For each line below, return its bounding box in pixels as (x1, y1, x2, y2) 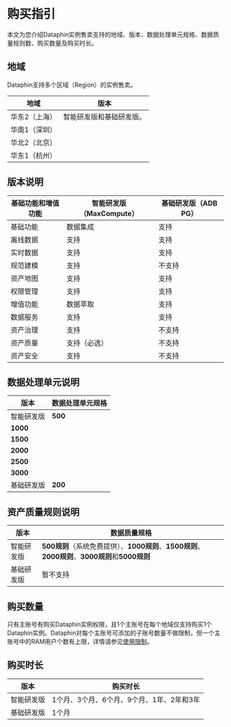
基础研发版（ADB (161, 198, 218, 208)
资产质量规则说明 (7, 506, 80, 518)
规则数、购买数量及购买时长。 (12, 39, 98, 47)
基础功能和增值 (10, 198, 60, 208)
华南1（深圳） (10, 124, 57, 134)
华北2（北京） (10, 138, 57, 147)
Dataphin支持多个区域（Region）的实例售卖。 (7, 80, 137, 89)
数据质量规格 (110, 528, 153, 538)
